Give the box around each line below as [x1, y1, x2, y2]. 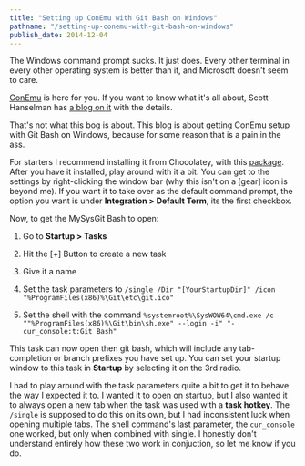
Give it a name [22, 266, 77, 277]
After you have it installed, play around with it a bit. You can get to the [9, 166, 270, 178]
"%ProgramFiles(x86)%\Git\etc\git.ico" [22, 294, 175, 303]
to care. [9, 75, 39, 86]
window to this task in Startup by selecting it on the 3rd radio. [9, 362, 241, 374]
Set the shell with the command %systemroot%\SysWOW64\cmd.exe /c [22, 309, 275, 320]
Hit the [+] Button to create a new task [22, 248, 167, 260]
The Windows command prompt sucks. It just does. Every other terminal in [9, 56, 290, 67]
